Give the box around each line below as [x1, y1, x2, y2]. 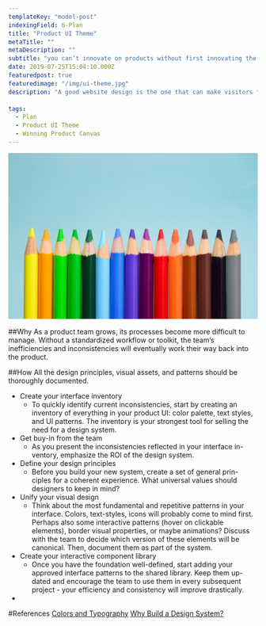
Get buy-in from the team [19, 433, 103, 443]
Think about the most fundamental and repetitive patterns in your [31, 500, 245, 510]
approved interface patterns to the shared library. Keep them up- [31, 567, 243, 578]
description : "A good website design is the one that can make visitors [8, 88, 253, 96]
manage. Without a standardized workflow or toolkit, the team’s [8, 335, 215, 345]
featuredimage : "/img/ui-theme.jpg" [8, 79, 129, 87]
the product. [8, 352, 49, 361]
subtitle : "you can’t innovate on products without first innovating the [8, 55, 257, 63]
